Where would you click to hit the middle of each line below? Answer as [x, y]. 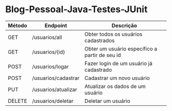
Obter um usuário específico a [121, 48]
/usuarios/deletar [53, 101]
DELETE [17, 101]
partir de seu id [103, 55]
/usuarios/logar [50, 66]
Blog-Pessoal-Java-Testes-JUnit [77, 9]
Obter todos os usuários [113, 34]
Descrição [124, 25]
